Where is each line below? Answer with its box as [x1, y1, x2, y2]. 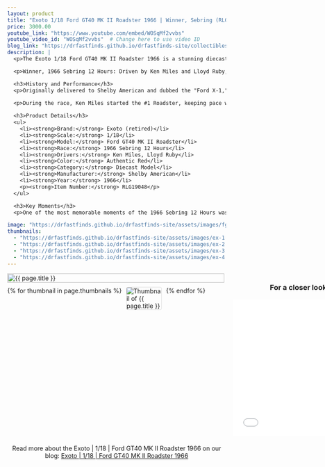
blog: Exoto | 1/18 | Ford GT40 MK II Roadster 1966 [44, 451, 189, 459]
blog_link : [7, 42, 39, 49]
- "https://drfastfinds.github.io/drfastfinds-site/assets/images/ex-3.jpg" [13, 247, 241, 254]
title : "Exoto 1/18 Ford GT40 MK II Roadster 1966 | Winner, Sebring [7, 17, 213, 24]
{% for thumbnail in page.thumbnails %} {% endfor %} [7, 286, 206, 295]
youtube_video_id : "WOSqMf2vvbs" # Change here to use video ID [7, 36, 200, 43]
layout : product [7, 10, 54, 17]
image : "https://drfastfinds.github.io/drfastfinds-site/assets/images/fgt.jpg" [7, 222, 247, 229]
